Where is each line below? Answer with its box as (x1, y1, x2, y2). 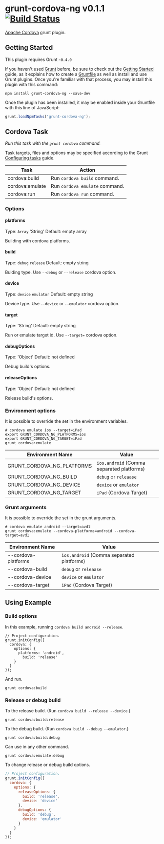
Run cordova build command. (50, 175, 120, 182)
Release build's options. (5, 395, 53, 401)
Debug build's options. (5, 364, 51, 370)
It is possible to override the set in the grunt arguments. (5, 515, 117, 521)
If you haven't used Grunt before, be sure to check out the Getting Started (5, 66, 154, 72)
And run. (5, 676, 23, 682)
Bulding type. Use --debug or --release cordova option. (5, 269, 117, 275)
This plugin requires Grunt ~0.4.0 (5, 57, 72, 62)
